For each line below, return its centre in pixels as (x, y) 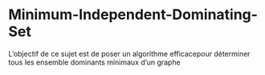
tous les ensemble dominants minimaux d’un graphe (94, 62)
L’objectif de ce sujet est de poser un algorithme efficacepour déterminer (129, 53)
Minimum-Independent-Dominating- (133, 15)
